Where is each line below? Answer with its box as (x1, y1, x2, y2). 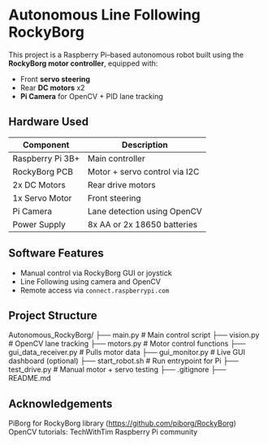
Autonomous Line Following (8, 6, 201, 24)
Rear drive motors (88, 179, 156, 190)
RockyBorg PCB (12, 166, 73, 177)
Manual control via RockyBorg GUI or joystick (19, 268, 172, 278)
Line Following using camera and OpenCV (19, 276, 161, 286)
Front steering (88, 192, 141, 204)
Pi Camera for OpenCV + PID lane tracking (19, 91, 164, 101)
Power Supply (12, 218, 67, 230)
